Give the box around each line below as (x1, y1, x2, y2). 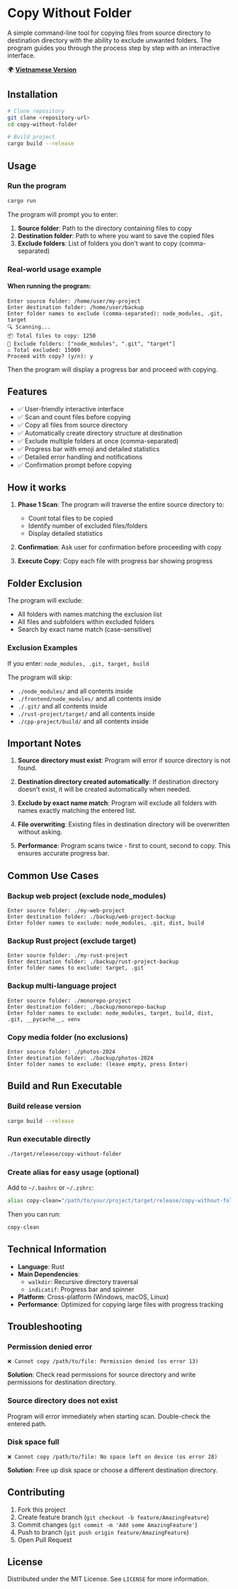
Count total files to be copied (28, 514, 113, 523)
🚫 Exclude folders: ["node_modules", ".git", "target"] (7, 340, 176, 348)
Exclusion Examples (7, 643, 78, 653)
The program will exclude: (7, 596, 84, 605)
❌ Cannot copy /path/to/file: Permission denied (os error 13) (7, 1358, 199, 1365)
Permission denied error (7, 1342, 93, 1352)
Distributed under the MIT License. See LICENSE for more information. (7, 1575, 209, 1583)
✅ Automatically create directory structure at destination (17, 429, 183, 437)
